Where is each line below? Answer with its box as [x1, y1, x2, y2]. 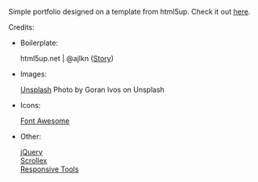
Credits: [8, 23, 35, 31]
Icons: [19, 101, 41, 110]
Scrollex [19, 156, 48, 165]
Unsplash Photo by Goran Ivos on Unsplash [19, 85, 165, 94]
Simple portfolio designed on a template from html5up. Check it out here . [8, 7, 251, 16]
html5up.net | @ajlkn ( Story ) [19, 54, 114, 63]
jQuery [19, 147, 43, 156]
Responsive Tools [19, 164, 79, 174]
